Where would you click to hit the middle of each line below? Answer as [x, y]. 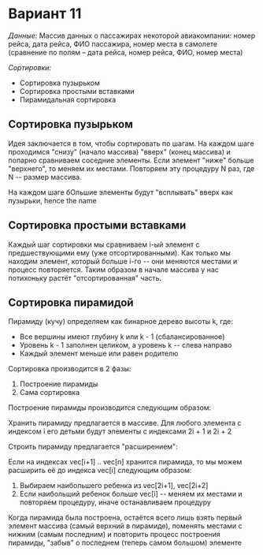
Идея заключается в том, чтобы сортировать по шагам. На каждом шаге [131, 143]
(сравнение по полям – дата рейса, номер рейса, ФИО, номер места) [126, 52]
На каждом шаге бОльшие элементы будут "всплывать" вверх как [120, 192]
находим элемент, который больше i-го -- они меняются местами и [123, 261]
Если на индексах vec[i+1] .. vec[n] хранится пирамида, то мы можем [125, 462]
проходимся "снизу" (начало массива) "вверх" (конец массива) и [119, 151]
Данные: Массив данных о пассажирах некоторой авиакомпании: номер [132, 35]
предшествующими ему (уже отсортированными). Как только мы [119, 252]
